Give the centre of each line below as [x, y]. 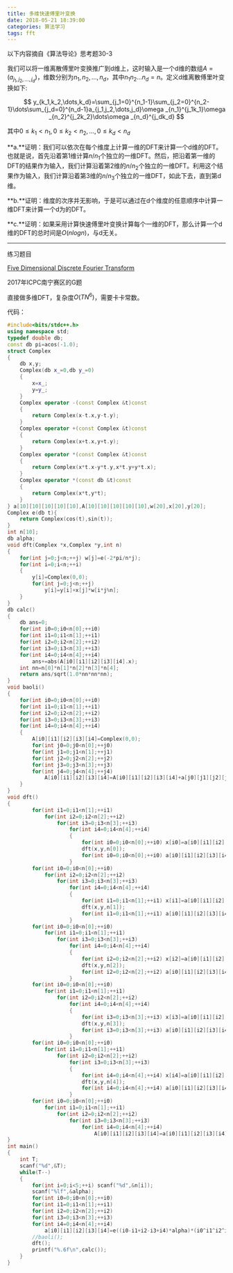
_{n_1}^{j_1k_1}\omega [196, 109]
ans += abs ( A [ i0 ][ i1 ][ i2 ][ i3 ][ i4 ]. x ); [85, 662]
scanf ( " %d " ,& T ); [43, 1166]
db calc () [21, 609]
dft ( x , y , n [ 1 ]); [104, 907]
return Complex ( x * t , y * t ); [70, 493]
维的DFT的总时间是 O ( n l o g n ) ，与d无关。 [64, 232]
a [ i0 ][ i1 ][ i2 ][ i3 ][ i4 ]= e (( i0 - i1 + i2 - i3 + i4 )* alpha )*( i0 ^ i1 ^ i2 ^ [135, 1231]
